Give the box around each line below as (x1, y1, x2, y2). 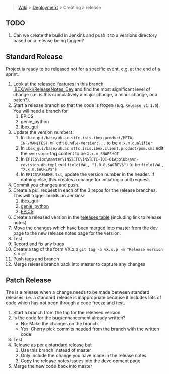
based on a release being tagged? (13, 37, 84, 43)
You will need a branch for (13, 108, 68, 114)
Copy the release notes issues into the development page (20, 358, 141, 364)
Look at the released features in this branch (13, 81, 104, 87)
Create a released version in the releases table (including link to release (13, 214, 162, 220)
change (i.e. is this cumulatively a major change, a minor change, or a (13, 91, 158, 97)
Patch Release (6, 276, 52, 285)
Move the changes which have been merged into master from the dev (13, 225, 158, 231)
